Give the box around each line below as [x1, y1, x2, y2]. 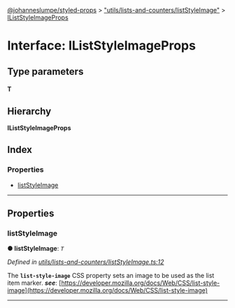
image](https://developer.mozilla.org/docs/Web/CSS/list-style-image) [7, 286, 208, 295]
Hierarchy [7, 105, 52, 117]
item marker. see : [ [7, 279, 62, 287]
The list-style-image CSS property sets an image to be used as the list [7, 272, 215, 280]
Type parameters [7, 66, 84, 78]
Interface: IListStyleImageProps [7, 38, 196, 54]
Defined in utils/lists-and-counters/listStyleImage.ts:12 [7, 258, 164, 266]
